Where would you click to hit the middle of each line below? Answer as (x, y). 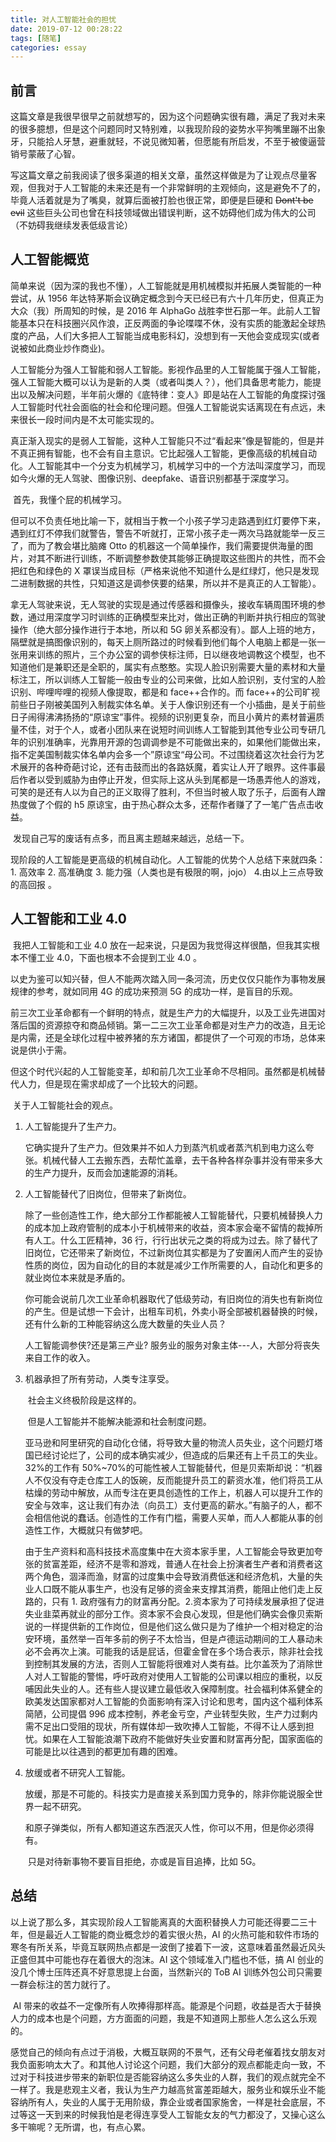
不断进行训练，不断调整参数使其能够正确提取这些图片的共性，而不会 (185, 558)
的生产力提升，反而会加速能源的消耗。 (103, 1172)
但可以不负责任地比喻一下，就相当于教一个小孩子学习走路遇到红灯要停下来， (168, 520)
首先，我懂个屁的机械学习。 (69, 499)
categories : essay (48, 47)
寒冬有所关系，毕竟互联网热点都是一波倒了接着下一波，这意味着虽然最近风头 (168, 1947)
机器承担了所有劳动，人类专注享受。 (99, 1378)
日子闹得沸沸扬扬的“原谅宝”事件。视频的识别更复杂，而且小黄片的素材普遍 (163, 717)
